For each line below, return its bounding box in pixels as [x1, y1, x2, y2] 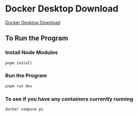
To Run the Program [5, 34, 68, 42]
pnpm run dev [5, 83, 32, 88]
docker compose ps [5, 106, 43, 111]
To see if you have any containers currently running [5, 95, 133, 102]
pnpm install [5, 60, 32, 65]
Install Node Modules [5, 49, 58, 56]
